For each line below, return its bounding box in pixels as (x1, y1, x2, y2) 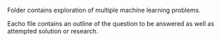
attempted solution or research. (7, 27, 98, 35)
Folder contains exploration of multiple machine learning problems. (7, 6, 201, 14)
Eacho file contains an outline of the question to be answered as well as (7, 20, 215, 27)
